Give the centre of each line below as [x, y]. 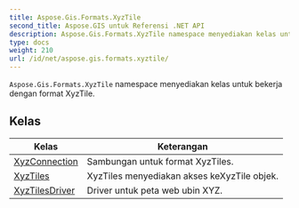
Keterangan [182, 146]
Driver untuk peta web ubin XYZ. [155, 190]
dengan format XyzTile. [52, 93]
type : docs [29, 42]
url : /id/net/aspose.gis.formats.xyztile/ [89, 59]
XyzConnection [46, 161]
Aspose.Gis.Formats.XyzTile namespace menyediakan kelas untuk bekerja [146, 84]
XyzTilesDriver [44, 190]
